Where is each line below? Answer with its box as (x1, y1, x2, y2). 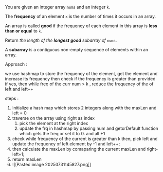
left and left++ (5, 86, 34, 92)
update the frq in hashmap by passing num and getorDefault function (19, 125, 159, 131)
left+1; (12, 151, 25, 157)
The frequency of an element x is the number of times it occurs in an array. (5, 14, 156, 19)
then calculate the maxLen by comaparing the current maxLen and (12, 146, 146, 152)
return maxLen (12, 156, 42, 162)
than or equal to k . (5, 28, 42, 33)
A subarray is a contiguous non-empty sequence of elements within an (5, 47, 148, 52)
